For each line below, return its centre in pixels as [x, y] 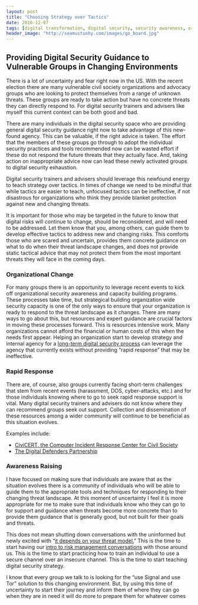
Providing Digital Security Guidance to [78, 57]
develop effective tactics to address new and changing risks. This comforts [98, 234]
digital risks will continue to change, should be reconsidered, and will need [97, 221]
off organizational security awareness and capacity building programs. [92, 294]
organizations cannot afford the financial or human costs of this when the [95, 331]
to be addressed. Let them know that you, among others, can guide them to [98, 228]
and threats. [21, 523]
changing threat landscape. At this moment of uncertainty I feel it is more [95, 498]
